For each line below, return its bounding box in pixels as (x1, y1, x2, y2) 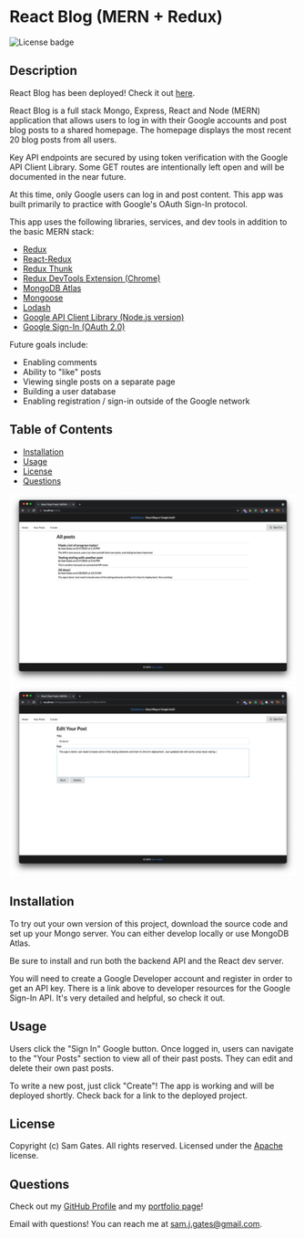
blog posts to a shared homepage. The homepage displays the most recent (9, 124, 291, 135)
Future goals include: (9, 339, 88, 350)
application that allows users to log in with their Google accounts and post (9, 114, 287, 125)
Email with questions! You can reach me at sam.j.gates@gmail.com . (9, 1219, 262, 1230)
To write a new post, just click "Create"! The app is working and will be (9, 1080, 275, 1091)
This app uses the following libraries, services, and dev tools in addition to (9, 216, 288, 227)
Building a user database (22, 385, 117, 396)
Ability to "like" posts (22, 366, 102, 377)
